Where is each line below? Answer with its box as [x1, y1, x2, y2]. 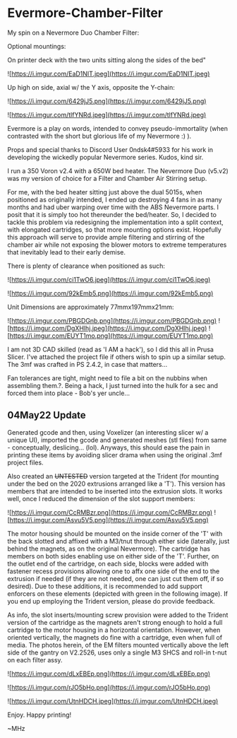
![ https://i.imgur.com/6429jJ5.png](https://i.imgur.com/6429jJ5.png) [7, 97, 207, 105]
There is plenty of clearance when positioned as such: [7, 262, 166, 270]
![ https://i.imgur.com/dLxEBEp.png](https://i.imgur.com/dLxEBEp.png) [7, 669, 210, 678]
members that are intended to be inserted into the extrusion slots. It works [7, 486, 223, 496]
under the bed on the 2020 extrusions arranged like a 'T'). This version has [7, 479, 226, 488]
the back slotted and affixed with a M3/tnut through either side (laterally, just [7, 537, 230, 545]
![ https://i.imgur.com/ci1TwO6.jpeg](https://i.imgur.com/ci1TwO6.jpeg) [7, 275, 211, 283]
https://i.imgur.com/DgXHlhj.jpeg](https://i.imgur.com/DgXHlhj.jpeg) [9, 324, 207, 332]
